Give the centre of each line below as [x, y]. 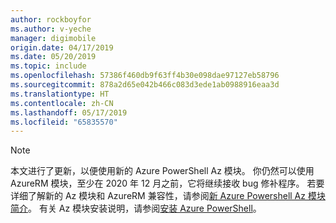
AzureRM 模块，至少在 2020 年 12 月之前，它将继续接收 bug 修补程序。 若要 [167, 183]
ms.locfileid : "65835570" [64, 122]
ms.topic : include [48, 66]
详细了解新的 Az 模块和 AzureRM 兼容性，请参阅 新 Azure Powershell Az [158, 196]
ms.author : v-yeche [51, 29]
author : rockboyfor [51, 19]
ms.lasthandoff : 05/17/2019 [69, 112]
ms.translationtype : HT [60, 94]
